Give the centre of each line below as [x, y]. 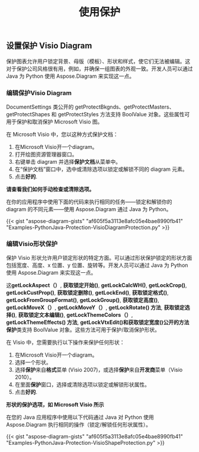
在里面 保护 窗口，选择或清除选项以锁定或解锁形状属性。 [82, 385]
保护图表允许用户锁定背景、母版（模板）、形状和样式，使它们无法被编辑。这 [98, 61]
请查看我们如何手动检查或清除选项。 [50, 189]
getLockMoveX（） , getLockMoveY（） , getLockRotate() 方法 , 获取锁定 [96, 308]
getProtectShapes [28, 114]
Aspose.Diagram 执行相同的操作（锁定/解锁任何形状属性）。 [78, 425]
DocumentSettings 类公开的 [40, 107]
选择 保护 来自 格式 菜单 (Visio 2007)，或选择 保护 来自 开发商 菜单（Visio [99, 370]
